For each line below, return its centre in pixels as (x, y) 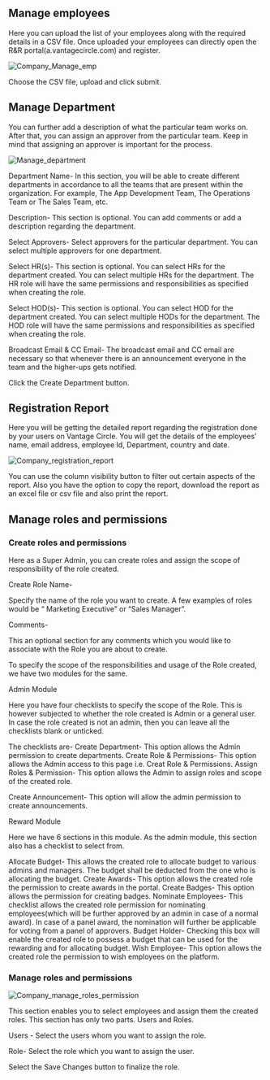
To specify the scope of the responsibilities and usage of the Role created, (133, 665)
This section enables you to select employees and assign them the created (133, 1011)
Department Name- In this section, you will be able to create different (124, 176)
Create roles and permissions (68, 542)
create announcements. (48, 806)
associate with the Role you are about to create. (88, 649)
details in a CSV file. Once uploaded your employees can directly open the (133, 41)
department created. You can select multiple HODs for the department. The (134, 316)
